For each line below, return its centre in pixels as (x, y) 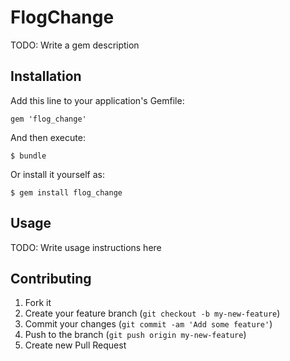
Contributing (51, 278)
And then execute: (48, 137)
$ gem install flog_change (66, 192)
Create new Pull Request (75, 345)
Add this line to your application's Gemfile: (97, 100)
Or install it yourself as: (57, 174)
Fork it (38, 303)
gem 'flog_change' (48, 119)
